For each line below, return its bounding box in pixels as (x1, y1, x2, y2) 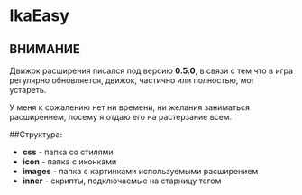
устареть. (9, 85, 47, 95)
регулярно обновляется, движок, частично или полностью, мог (9, 75, 255, 86)
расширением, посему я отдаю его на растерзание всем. (9, 112, 233, 122)
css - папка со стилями (22, 146, 114, 157)
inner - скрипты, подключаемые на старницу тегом (22, 175, 222, 186)
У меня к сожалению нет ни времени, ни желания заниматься (9, 102, 251, 113)
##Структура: (9, 129, 63, 140)
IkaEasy (9, 5, 70, 26)
